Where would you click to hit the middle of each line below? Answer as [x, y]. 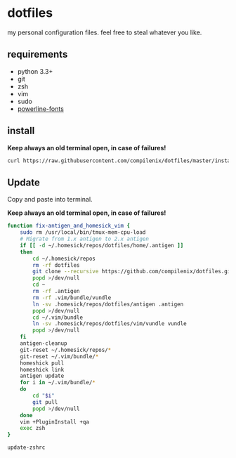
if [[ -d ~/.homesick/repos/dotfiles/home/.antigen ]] [102, 245]
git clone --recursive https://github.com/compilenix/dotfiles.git [133, 272]
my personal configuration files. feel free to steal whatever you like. [105, 32]
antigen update [42, 376]
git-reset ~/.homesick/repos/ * [66, 350]
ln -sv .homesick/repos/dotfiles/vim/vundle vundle [110, 324]
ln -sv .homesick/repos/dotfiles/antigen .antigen [108, 304]
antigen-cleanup [44, 343]
